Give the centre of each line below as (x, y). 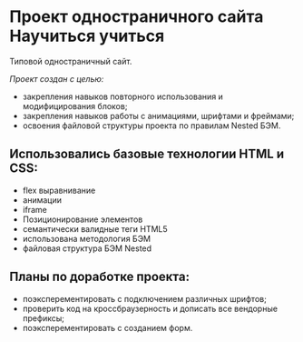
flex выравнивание (59, 190)
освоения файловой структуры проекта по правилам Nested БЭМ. (151, 126)
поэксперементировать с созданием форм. (108, 327)
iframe (34, 209)
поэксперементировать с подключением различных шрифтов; (145, 298)
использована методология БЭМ (87, 238)
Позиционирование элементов (83, 219)
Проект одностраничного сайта (137, 17)
